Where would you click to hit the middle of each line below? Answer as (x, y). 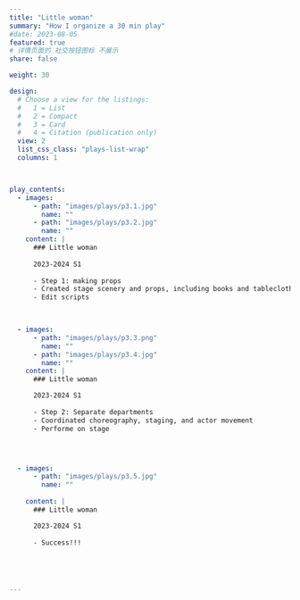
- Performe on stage (71, 429)
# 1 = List (42, 108)
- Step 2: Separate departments (93, 412)
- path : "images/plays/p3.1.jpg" (95, 206)
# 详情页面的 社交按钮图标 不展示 (64, 51)
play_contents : (37, 189)
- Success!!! (57, 542)
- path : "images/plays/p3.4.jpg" (95, 354)
